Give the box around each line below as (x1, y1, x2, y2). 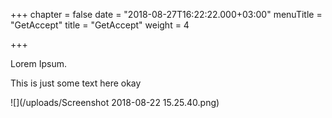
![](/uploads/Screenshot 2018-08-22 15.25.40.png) (10, 97, 220, 108)
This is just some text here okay (10, 77, 142, 89)
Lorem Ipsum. (10, 58, 68, 69)
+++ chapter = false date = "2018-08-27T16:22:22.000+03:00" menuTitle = (10, 9, 323, 20)
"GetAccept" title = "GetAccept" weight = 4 (10, 19, 190, 31)
